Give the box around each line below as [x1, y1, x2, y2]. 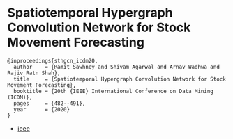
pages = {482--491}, [13, 99, 86, 107]
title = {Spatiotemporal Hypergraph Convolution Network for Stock [13, 75, 227, 83]
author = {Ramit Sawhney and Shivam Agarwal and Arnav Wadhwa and [13, 63, 220, 70]
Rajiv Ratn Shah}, [7, 69, 61, 76]
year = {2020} [13, 106, 70, 113]
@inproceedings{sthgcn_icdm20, [7, 57, 98, 64]
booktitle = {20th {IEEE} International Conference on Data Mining [13, 88, 214, 95]
